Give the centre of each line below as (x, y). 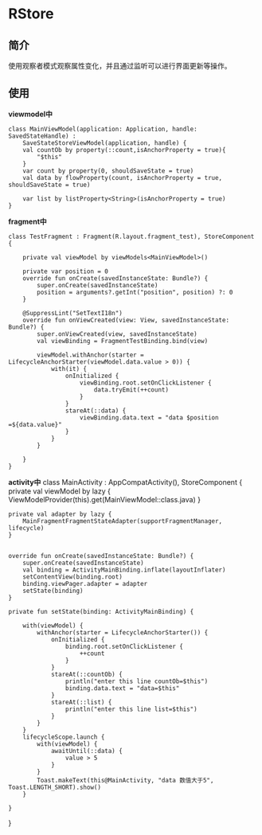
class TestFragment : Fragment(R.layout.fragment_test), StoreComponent (131, 236)
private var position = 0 (66, 271)
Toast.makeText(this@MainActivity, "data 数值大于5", (125, 780)
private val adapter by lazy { (60, 514)
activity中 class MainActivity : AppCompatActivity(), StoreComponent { (125, 482)
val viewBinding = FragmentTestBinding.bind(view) (123, 341)
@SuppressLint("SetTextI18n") (73, 313)
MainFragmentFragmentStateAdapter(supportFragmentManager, (123, 521)
